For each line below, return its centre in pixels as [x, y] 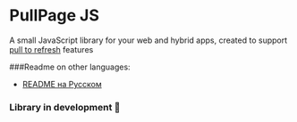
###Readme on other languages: [70, 67]
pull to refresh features [51, 49]
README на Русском [62, 84]
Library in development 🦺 [65, 107]
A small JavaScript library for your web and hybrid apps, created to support [148, 40]
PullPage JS [55, 16]
